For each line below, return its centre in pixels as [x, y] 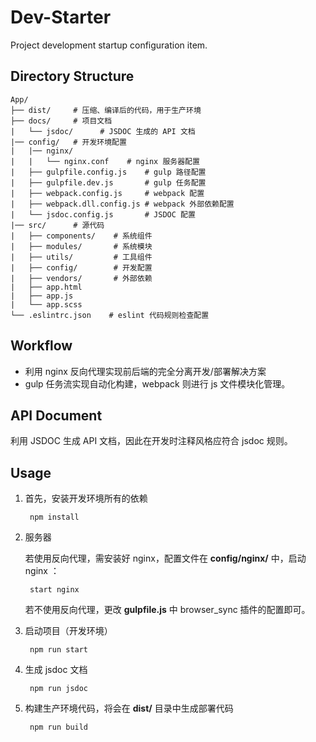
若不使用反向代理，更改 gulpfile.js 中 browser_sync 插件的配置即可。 [167, 610]
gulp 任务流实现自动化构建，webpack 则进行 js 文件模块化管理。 [157, 383]
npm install [54, 517]
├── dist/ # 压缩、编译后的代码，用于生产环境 [106, 110]
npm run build [59, 727]
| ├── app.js [42, 296]
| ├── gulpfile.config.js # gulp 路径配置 [108, 172]
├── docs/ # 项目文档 [61, 121]
